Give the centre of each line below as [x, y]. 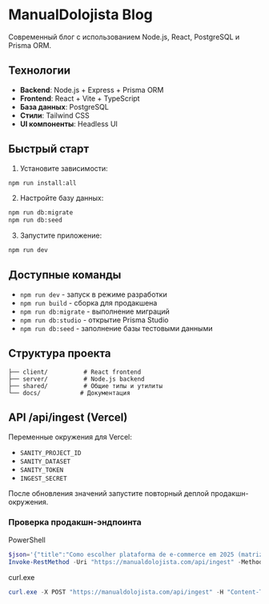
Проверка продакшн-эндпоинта [75, 522]
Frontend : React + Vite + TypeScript [80, 98]
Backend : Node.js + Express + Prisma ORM [92, 90]
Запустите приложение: [61, 236]
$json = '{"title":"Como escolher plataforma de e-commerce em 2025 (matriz [136, 554]
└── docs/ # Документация [69, 393]
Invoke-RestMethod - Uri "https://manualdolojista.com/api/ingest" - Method [136, 562]
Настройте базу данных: [62, 198]
